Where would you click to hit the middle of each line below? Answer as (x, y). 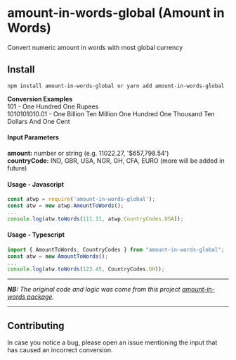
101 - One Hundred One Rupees (53, 106)
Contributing (36, 325)
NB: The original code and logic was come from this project (94, 290)
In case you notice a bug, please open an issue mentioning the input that (112, 342)
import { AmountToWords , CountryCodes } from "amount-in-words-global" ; (116, 249)
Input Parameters (33, 137)
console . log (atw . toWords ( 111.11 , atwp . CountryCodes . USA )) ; (96, 219)
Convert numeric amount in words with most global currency (95, 47)
